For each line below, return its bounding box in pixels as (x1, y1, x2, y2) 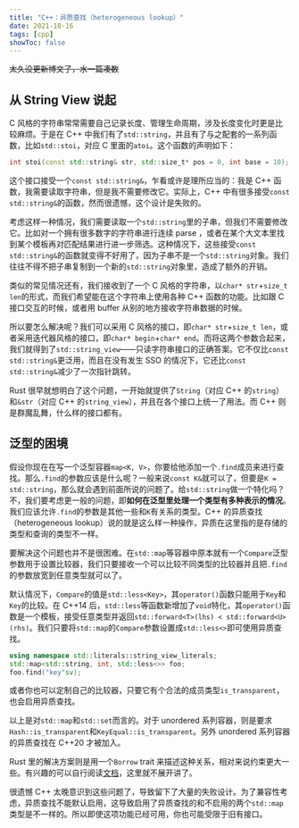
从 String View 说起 (9, 92, 117, 107)
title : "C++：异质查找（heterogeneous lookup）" (9, 13, 185, 22)
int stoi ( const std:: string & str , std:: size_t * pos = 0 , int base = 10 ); (9, 158, 290, 167)
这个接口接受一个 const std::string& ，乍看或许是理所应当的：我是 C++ (9, 175, 272, 186)
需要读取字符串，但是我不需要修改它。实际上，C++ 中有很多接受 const (32, 186, 290, 197)
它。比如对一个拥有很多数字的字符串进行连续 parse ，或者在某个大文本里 (9, 227, 278, 238)
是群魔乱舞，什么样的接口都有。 (9, 407, 127, 418)
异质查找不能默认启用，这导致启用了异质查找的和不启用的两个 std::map (24, 798, 284, 808)
